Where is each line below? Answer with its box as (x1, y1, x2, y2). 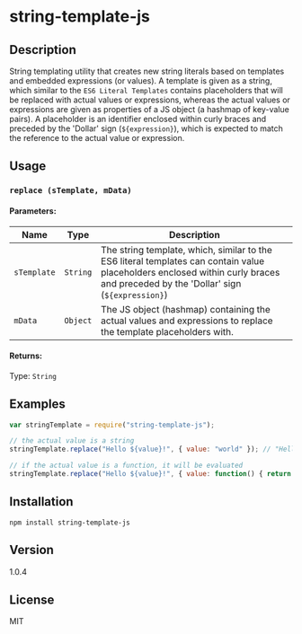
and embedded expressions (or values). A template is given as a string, (9, 75, 272, 86)
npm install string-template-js (9, 518, 130, 527)
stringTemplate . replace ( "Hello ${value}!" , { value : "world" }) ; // (9, 445, 271, 454)
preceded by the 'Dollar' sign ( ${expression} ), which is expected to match (9, 123, 283, 134)
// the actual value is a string (9, 436, 135, 445)
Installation (9, 494, 74, 509)
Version (9, 542, 54, 558)
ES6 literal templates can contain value (100, 254, 265, 267)
